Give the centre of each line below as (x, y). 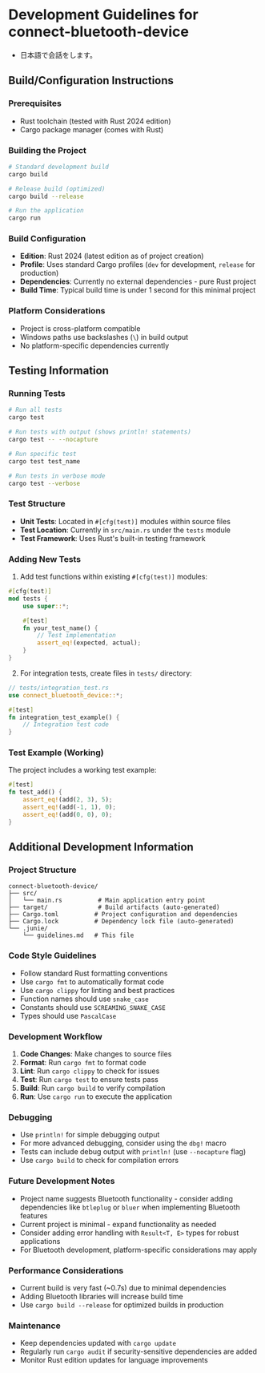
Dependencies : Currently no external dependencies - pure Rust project (138, 281)
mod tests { (28, 599)
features (34, 1215)
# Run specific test (43, 454)
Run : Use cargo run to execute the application (96, 1096)
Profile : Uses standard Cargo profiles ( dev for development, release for (137, 265)
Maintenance (35, 1326)
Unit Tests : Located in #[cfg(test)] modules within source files (125, 521)
